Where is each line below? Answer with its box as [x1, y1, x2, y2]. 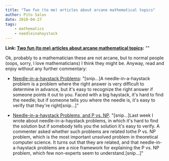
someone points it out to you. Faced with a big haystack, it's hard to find [12, 92, 164, 98]
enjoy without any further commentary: [5, 66, 87, 72]
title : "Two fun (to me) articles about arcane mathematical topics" [5, 7, 156, 13]
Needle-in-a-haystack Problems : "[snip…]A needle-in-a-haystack [12, 76, 151, 81]
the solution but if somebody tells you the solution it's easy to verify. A [12, 123, 160, 129]
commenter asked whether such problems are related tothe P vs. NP [12, 128, 156, 135]
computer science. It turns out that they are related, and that [12, 139, 139, 145]
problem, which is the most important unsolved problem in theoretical [12, 134, 158, 140]
